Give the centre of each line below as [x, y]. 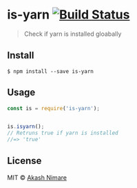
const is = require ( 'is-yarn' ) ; [53, 108]
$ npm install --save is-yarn [51, 71]
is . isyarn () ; [26, 127]
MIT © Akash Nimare [37, 177]
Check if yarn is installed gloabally [73, 34]
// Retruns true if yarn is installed [63, 133]
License [24, 161]
